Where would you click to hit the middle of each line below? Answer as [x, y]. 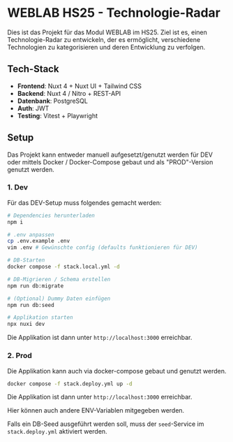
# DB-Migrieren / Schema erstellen [59, 279]
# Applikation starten [40, 318]
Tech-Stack [33, 69]
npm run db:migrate [36, 286]
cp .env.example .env [39, 241]
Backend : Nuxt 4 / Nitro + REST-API [69, 93]
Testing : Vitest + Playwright [58, 115]
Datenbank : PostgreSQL [53, 101]
